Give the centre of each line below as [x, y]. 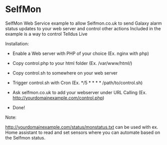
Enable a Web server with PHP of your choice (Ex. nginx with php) [81, 53]
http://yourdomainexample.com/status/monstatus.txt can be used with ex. [82, 127]
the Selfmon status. [25, 137]
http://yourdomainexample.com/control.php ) [58, 98]
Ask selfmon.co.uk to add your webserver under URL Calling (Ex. [79, 92]
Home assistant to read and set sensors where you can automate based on [83, 132]
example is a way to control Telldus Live [46, 34]
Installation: [17, 43]
